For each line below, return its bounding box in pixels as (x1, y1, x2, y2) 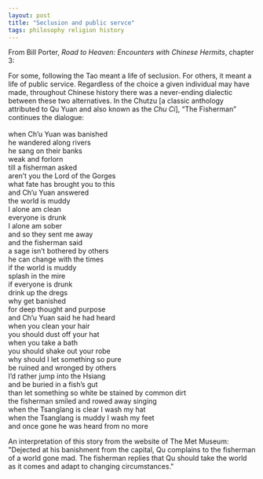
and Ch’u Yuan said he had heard (8, 313, 115, 323)
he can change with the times (8, 254, 104, 264)
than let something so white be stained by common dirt (8, 388, 187, 397)
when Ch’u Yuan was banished (8, 130, 108, 139)
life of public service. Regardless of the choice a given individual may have (8, 79, 250, 89)
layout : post (8, 11, 51, 20)
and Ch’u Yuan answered (8, 188, 89, 197)
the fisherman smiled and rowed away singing (8, 397, 157, 406)
